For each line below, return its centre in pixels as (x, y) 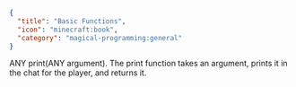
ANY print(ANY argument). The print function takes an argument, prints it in (149, 64)
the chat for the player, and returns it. (78, 73)
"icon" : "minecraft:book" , (68, 30)
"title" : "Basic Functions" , (72, 21)
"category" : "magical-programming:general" (100, 38)
